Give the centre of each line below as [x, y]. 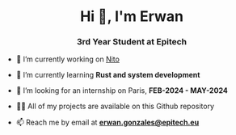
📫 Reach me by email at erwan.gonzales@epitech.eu [107, 122]
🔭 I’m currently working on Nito [67, 59]
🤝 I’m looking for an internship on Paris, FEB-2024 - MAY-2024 [122, 91]
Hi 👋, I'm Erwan [132, 17]
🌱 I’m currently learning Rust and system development [108, 75]
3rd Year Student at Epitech [132, 42]
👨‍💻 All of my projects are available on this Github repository [115, 106]
